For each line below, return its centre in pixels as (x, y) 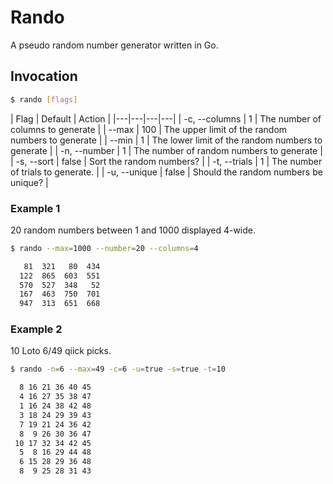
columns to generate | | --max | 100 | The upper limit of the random (149, 129)
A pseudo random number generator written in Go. (114, 45)
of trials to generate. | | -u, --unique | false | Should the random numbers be (166, 172)
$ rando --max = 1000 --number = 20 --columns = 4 (104, 248)
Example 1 (35, 208)
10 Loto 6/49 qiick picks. (61, 351)
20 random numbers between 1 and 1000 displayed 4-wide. (133, 230)
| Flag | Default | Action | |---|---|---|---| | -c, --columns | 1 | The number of (166, 118)
